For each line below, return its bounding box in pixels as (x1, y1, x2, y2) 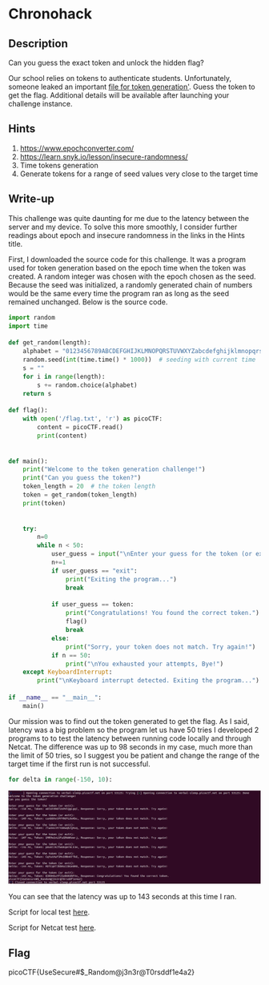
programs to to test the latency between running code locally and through (8, 734, 252, 743)
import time (8, 322, 48, 330)
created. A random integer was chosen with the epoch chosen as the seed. (8, 271, 256, 281)
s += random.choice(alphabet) (37, 381, 138, 389)
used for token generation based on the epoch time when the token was (8, 263, 247, 272)
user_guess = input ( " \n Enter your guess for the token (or (50, 550, 252, 558)
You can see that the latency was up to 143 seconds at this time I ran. (8, 892, 237, 902)
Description (8, 37, 68, 50)
